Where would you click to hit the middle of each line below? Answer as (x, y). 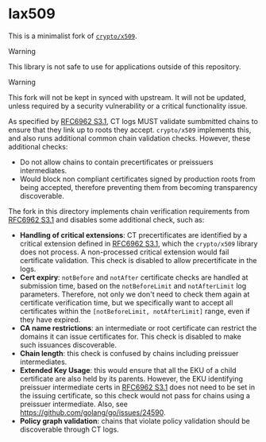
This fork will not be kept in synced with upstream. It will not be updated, (127, 97)
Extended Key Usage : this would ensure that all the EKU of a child (128, 370)
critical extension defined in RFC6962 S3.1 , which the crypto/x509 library (139, 243)
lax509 (32, 14)
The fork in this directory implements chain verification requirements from (129, 211)
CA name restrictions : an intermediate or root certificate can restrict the (138, 328)
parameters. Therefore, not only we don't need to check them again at (135, 294)
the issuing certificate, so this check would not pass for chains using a (135, 395)
